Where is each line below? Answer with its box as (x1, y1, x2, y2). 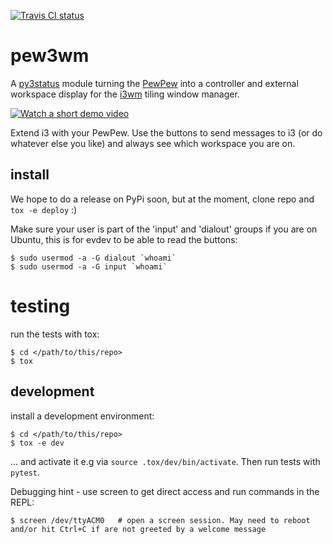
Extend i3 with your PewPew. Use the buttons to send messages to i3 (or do (10, 126, 323, 139)
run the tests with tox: (10, 328, 100, 340)
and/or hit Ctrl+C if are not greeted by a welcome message (10, 524, 267, 534)
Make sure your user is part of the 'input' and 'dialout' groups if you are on (10, 223, 318, 235)
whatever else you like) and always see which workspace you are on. (10, 137, 296, 149)
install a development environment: (10, 410, 155, 422)
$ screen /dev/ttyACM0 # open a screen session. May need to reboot (10, 515, 311, 525)
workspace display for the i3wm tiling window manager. (10, 88, 240, 100)
